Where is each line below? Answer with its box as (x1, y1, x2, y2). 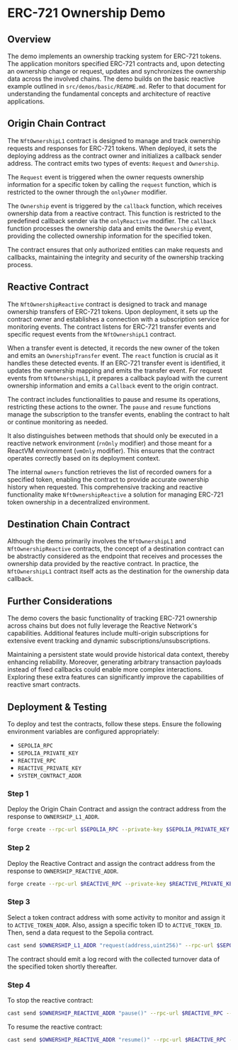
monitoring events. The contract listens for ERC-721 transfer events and (7, 322, 217, 331)
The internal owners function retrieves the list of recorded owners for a (7, 468, 212, 476)
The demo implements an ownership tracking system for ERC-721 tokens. (7, 52, 222, 60)
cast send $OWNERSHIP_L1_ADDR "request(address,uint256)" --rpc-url (7, 942, 214, 949)
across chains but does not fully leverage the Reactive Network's (7, 621, 198, 630)
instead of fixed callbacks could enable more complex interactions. (7, 665, 203, 674)
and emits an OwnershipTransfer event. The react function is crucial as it (7, 351, 218, 359)
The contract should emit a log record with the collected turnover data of (7, 954, 220, 963)
